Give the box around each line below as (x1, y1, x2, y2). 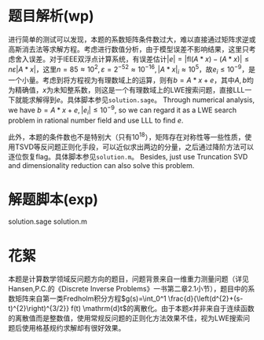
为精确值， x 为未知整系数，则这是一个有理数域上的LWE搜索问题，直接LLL (8, 86, 245, 95)
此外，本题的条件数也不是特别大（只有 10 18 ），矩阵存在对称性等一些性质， (8, 130, 245, 141)
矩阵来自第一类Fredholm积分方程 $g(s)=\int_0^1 (14, 294, 167, 303)
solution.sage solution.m (8, 217, 88, 226)
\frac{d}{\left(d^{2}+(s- (167, 294, 244, 303)
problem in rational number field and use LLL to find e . (8, 115, 184, 125)
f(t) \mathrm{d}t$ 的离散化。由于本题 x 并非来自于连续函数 (70, 304, 255, 313)
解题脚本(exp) (8, 190, 99, 208)
